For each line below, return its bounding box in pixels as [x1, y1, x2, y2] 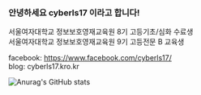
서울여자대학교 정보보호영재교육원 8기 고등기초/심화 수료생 [8, 27, 194, 37]
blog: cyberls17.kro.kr [8, 62, 79, 72]
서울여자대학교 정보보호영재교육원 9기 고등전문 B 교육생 [8, 37, 185, 47]
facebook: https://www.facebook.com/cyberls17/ [8, 53, 172, 63]
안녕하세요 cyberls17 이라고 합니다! [8, 6, 140, 18]
